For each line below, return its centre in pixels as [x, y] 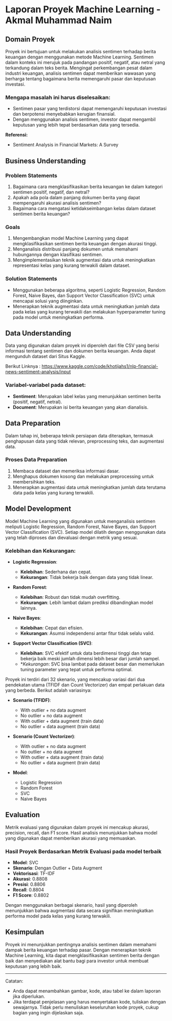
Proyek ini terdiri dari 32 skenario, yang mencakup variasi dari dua [75, 679]
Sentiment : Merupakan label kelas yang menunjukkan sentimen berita [87, 396]
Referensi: [17, 135]
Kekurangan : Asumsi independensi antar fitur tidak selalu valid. [87, 633]
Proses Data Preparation [36, 460]
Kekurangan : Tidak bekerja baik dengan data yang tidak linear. [87, 577]
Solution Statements [31, 279]
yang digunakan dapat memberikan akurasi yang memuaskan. [71, 838]
